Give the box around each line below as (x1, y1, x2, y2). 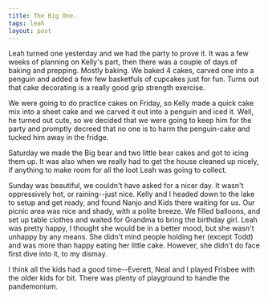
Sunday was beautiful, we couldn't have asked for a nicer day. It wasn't (8, 181, 244, 190)
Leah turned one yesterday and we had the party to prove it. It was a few (8, 49, 249, 59)
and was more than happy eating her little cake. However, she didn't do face (8, 240, 261, 250)
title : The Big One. (8, 11, 78, 20)
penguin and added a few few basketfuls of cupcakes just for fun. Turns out (8, 74, 259, 84)
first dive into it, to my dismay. (8, 249, 108, 259)
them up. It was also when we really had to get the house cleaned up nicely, (8, 157, 259, 166)
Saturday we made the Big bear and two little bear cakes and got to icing (8, 148, 249, 158)
